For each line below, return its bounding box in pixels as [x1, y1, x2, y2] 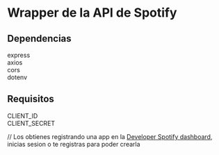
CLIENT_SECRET [7, 119, 56, 127]
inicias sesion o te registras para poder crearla [7, 140, 140, 148]
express [7, 51, 31, 59]
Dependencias [7, 33, 72, 44]
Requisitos [7, 93, 54, 105]
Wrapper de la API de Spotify [7, 5, 177, 21]
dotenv [7, 73, 28, 81]
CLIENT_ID [7, 111, 38, 120]
